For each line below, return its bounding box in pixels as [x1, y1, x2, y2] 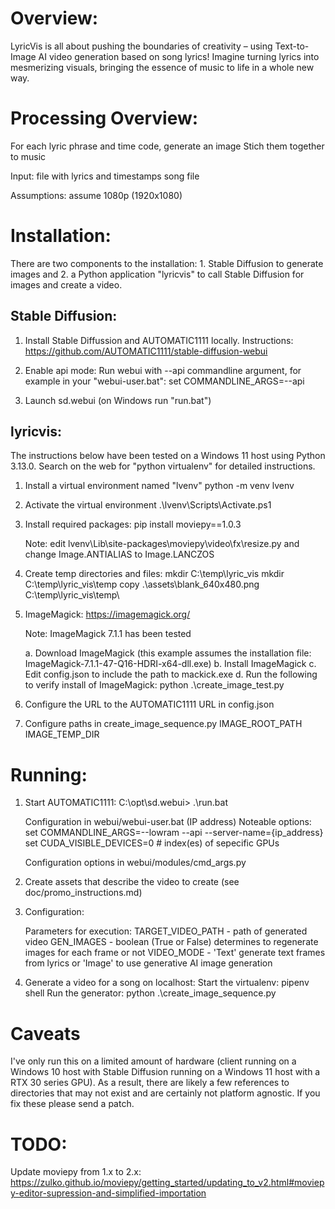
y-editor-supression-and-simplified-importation [10, 1187, 207, 1199]
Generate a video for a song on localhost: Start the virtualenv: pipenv [24, 977, 310, 989]
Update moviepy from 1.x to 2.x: [10, 1166, 142, 1178]
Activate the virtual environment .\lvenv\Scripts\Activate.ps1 [24, 499, 272, 511]
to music [10, 150, 47, 162]
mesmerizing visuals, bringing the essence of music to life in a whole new [10, 61, 315, 73]
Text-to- [274, 40, 310, 52]
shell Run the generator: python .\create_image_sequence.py [24, 987, 277, 999]
